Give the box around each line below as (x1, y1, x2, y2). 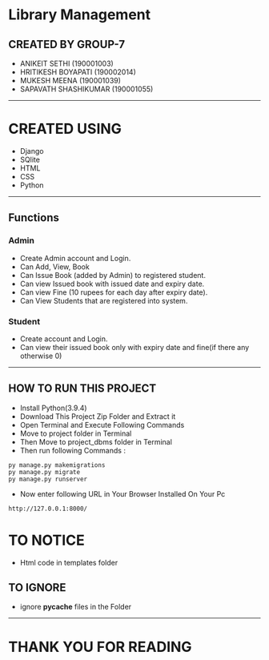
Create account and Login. (19, 334, 108, 344)
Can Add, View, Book (19, 262, 90, 272)
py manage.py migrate (8, 468, 81, 476)
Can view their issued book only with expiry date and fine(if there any (19, 342, 250, 352)
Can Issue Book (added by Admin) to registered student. (19, 270, 207, 280)
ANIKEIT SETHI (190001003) (19, 58, 114, 68)
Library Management (8, 6, 151, 24)
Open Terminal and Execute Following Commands (19, 420, 185, 429)
